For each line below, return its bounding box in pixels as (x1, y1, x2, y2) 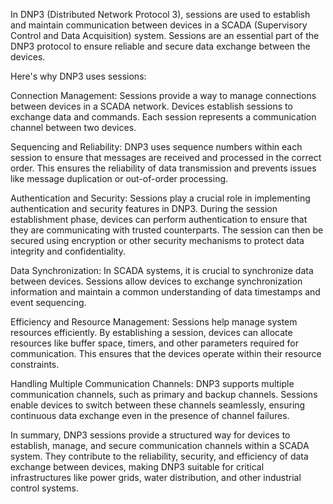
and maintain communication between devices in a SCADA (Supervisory (10, 19, 308, 31)
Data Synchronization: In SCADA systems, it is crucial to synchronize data (10, 265, 314, 276)
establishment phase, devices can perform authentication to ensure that (10, 214, 308, 225)
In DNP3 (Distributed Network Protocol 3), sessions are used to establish (10, 9, 311, 20)
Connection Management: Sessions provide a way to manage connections (10, 90, 317, 101)
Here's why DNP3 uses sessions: (10, 70, 147, 82)
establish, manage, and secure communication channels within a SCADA (10, 440, 310, 451)
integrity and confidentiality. (10, 245, 126, 257)
